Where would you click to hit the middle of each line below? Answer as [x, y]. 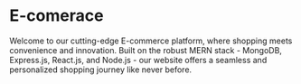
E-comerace [56, 16]
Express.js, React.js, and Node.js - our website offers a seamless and [138, 60]
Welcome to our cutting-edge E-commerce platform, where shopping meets [151, 41]
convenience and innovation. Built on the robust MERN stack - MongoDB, [146, 50]
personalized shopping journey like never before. [101, 70]
